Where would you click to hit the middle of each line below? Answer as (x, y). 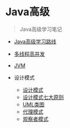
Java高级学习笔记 (41, 29)
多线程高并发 (29, 54)
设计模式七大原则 (43, 97)
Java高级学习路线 (35, 41)
